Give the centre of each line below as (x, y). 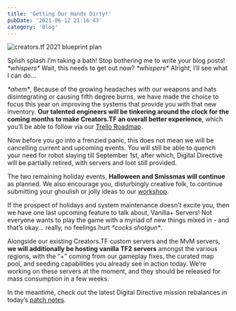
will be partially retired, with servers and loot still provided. (92, 163)
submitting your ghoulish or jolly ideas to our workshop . (88, 192)
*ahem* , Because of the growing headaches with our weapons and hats (112, 90)
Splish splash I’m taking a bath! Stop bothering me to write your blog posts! (116, 61)
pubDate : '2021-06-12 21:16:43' (55, 20)
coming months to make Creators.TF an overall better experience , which (115, 119)
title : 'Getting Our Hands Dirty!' (60, 14)
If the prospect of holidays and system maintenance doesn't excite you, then (119, 205)
